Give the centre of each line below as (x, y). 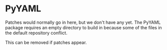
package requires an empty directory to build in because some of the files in (83, 27)
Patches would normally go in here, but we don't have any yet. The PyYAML (83, 22)
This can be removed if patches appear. (46, 42)
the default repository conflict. (36, 33)
